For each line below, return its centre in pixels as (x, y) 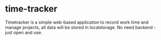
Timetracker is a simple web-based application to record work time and (77, 22)
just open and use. (24, 32)
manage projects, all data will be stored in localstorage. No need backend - (80, 27)
